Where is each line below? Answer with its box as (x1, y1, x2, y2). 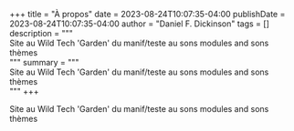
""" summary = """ (9, 57, 79, 67)
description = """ (9, 28, 73, 38)
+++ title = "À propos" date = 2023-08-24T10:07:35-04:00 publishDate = (9, 9, 286, 19)
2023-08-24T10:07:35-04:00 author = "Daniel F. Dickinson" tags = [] (9, 18, 269, 29)
